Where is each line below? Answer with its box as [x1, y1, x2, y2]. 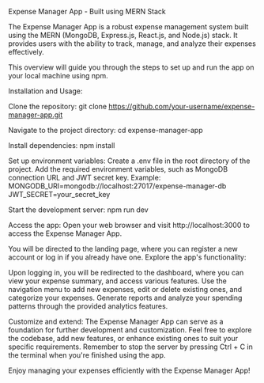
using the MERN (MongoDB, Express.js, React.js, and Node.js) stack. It [8, 31, 238, 40]
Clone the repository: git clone [8, 102, 107, 111]
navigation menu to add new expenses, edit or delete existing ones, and [8, 285, 243, 294]
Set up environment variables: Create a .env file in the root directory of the [8, 156, 251, 165]
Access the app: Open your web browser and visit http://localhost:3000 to [8, 221, 251, 229]
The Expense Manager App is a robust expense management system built [8, 22, 249, 31]
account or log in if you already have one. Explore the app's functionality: [8, 252, 247, 262]
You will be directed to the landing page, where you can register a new [8, 245, 239, 253]
